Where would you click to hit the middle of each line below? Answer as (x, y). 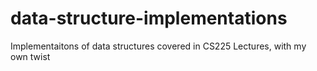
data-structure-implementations (149, 18)
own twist (30, 56)
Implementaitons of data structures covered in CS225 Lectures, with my (158, 46)
